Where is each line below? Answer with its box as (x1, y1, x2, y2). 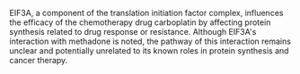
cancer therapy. (9, 55, 68, 65)
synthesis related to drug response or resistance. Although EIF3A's (9, 27, 257, 37)
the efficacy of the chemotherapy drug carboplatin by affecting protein (9, 17, 271, 28)
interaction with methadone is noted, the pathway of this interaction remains (9, 36, 292, 46)
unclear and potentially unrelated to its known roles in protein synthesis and (9, 45, 289, 56)
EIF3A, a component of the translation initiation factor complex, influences (9, 8, 284, 18)
